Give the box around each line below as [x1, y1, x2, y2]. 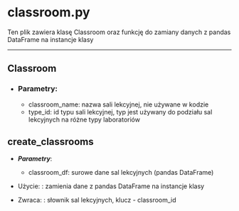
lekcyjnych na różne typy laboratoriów [28, 115, 141, 124]
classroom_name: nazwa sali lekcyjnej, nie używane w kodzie [28, 100, 209, 109]
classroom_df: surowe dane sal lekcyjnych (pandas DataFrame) [28, 168, 214, 177]
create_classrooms [7, 136, 94, 148]
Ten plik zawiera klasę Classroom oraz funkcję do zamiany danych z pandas [7, 28, 231, 36]
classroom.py [7, 4, 90, 21]
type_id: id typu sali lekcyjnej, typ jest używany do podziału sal [28, 107, 213, 116]
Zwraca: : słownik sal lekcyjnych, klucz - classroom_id [17, 196, 176, 205]
